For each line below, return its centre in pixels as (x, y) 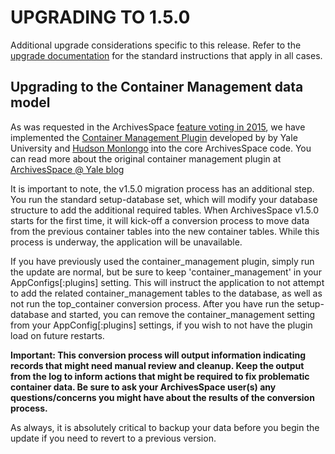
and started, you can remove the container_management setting (183, 314)
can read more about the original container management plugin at (146, 158)
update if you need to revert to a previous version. (113, 438)
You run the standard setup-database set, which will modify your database (164, 199)
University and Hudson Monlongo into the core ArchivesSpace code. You (161, 148)
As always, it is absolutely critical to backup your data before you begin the (165, 427)
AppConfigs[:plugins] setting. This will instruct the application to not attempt (167, 282)
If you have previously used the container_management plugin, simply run (162, 261)
